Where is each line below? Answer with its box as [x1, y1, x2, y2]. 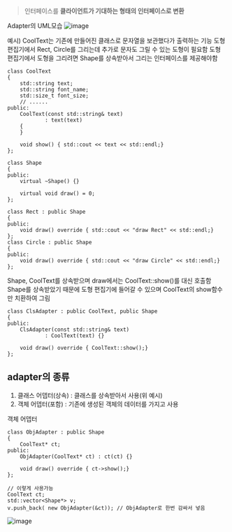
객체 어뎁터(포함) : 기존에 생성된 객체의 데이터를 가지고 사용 [17, 399, 179, 408]
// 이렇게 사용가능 [7, 485, 54, 492]
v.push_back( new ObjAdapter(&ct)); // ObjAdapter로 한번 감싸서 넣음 [7, 504, 205, 512]
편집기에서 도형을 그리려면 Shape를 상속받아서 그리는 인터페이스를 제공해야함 [7, 54, 218, 62]
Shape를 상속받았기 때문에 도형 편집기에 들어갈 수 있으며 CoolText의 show [7, 286, 212, 293]
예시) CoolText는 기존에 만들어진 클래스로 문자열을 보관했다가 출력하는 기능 [7, 36, 212, 45]
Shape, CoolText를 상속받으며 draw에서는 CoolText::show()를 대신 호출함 [7, 276, 212, 285]
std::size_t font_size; [20, 92, 89, 99]
